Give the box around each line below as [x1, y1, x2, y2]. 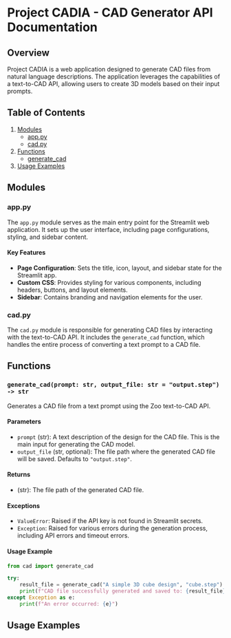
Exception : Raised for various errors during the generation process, [16, 524, 208, 533]
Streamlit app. [16, 270, 57, 279]
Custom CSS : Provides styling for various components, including [16, 278, 201, 286]
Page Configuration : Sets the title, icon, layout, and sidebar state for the [16, 264, 222, 272]
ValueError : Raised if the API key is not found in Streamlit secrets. [16, 517, 203, 525]
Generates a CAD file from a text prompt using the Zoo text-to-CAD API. [7, 401, 211, 410]
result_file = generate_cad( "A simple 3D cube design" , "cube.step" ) [19, 582, 223, 588]
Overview [7, 47, 50, 59]
